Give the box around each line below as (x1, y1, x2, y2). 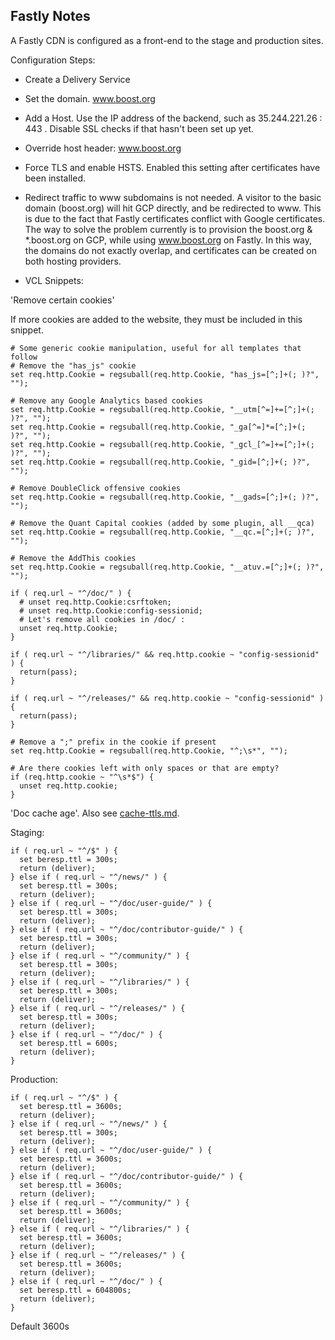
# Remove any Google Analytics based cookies (10, 395, 203, 406)
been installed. (24, 172, 87, 184)
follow (10, 352, 38, 362)
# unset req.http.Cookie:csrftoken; (19, 597, 172, 607)
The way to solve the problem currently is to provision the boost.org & (24, 223, 313, 235)
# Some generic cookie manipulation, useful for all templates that (10, 343, 302, 353)
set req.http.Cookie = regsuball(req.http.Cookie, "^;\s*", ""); (10, 745, 288, 756)
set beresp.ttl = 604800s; (19, 1285, 132, 1295)
